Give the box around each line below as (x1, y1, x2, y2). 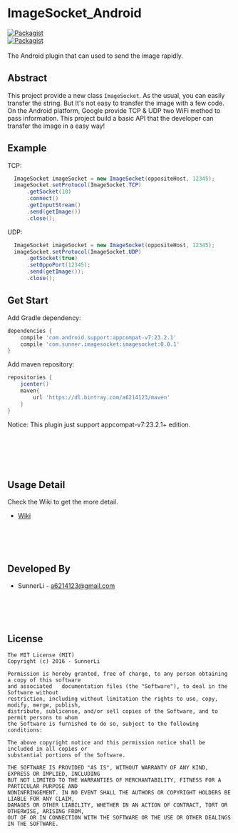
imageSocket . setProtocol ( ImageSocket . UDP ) (14, 248, 142, 255)
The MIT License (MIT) (7, 652, 75, 659)
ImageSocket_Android (7, 5, 143, 21)
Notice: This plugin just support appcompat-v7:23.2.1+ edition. (7, 420, 191, 429)
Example (7, 142, 47, 154)
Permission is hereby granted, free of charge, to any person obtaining (7, 670, 228, 677)
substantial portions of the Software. (7, 752, 126, 759)
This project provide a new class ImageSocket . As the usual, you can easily (7, 91, 225, 99)
